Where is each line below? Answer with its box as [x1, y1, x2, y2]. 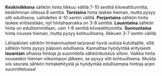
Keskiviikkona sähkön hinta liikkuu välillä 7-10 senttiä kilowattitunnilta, [5, 4, 149, 10]
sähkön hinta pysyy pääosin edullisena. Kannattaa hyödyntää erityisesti [5, 45, 151, 51]
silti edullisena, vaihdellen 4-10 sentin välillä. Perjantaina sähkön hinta [5, 15, 149, 20]
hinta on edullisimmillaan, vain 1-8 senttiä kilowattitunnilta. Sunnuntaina [5, 25, 152, 31]
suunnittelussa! [5, 66, 36, 72]
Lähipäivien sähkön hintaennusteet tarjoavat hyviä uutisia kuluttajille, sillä [5, 40, 155, 46]
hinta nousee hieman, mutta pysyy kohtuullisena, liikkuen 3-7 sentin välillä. [5, 31, 158, 36]
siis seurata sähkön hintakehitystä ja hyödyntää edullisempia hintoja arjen [5, 61, 155, 67]
